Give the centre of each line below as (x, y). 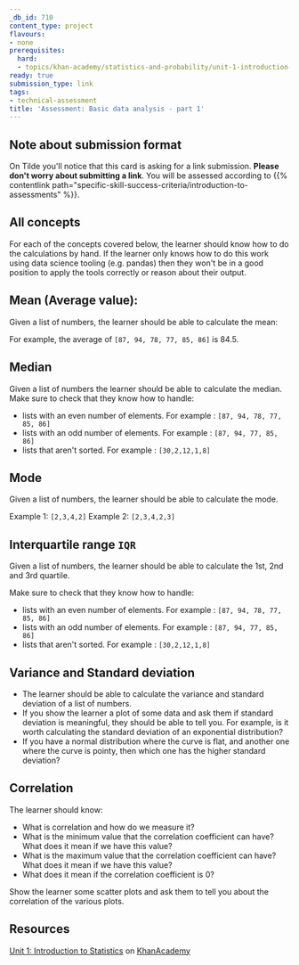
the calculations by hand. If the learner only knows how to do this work (139, 253)
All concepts (45, 222)
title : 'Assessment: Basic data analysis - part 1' (107, 109)
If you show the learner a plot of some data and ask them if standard (148, 713)
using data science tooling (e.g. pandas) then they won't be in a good (137, 263)
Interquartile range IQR (73, 544)
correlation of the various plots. (67, 901)
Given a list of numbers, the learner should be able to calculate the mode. (144, 499)
